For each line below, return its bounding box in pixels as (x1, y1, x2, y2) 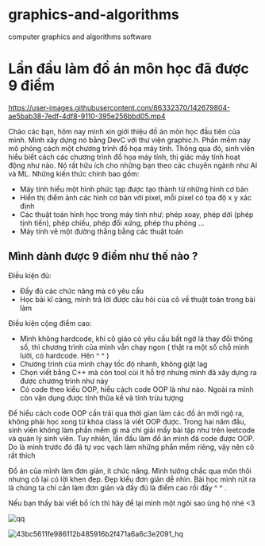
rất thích (8, 451, 36, 460)
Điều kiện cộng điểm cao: (8, 318, 92, 327)
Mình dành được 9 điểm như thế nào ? (8, 250, 198, 263)
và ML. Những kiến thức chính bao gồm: (8, 168, 140, 178)
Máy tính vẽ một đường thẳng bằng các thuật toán (19, 227, 184, 236)
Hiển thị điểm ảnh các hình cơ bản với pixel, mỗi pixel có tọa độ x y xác (19, 192, 252, 202)
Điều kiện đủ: (8, 270, 52, 280)
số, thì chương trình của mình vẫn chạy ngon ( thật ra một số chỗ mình (19, 342, 250, 351)
